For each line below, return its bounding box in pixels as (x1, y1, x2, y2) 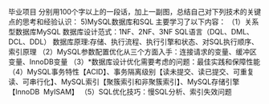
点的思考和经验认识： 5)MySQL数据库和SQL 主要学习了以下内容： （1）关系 (8, 17, 259, 26)
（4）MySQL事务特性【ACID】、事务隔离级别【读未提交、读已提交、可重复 (8, 67, 255, 76)
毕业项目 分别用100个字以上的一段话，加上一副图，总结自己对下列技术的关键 (8, 7, 262, 16)
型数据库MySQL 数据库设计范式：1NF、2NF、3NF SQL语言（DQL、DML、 (8, 27, 255, 36)
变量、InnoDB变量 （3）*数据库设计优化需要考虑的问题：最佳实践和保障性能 (8, 57, 261, 66)
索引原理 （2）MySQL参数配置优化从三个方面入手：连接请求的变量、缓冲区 (8, 47, 257, 56)
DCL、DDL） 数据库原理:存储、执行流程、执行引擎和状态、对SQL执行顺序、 (8, 37, 259, 46)
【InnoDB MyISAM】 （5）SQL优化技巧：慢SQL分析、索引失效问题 (8, 87, 232, 96)
